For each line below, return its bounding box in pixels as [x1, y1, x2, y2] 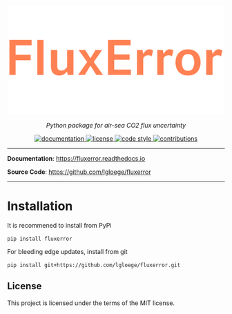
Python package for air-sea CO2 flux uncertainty [46, 121, 186, 129]
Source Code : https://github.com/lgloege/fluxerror [7, 168, 152, 176]
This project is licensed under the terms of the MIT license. [7, 299, 175, 307]
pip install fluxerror [7, 235, 72, 242]
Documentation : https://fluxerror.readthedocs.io [7, 155, 146, 162]
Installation [7, 199, 73, 214]
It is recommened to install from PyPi [7, 221, 112, 229]
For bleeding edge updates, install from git [7, 247, 128, 255]
